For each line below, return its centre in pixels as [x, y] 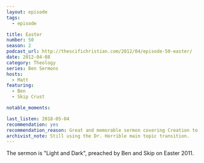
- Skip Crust [28, 97]
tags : [13, 18]
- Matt [20, 80]
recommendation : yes [33, 125]
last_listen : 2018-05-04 [38, 119]
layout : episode [27, 12]
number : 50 [20, 40]
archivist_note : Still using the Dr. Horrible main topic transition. [98, 136]
